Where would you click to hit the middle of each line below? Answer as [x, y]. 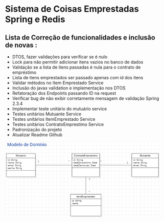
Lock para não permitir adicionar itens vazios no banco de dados [78, 62]
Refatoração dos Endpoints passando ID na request [64, 93]
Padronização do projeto [37, 130]
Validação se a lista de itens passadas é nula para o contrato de [76, 67]
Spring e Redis [35, 19]
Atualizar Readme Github [37, 135]
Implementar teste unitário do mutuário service [59, 109]
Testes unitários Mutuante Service [47, 114]
